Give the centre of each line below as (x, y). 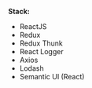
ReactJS (33, 26)
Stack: (19, 11)
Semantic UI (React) (52, 77)
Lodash (32, 68)
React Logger (42, 51)
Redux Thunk (41, 43)
